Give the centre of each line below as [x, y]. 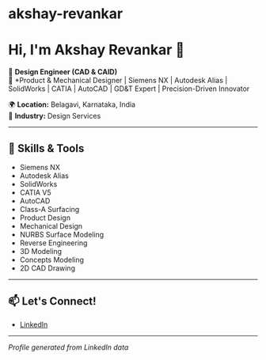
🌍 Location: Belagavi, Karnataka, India [72, 104]
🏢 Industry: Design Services [55, 116]
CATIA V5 [35, 192]
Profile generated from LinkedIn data [68, 347]
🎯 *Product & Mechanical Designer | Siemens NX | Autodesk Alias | [118, 81]
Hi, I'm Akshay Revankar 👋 [97, 50]
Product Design [45, 218]
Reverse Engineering [53, 243]
